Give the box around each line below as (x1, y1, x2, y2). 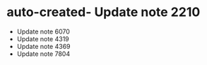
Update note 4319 (16, 34, 70, 43)
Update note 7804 (16, 50, 71, 58)
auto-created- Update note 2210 (6, 4, 201, 20)
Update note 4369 (16, 42, 71, 50)
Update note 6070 (16, 27, 70, 36)
